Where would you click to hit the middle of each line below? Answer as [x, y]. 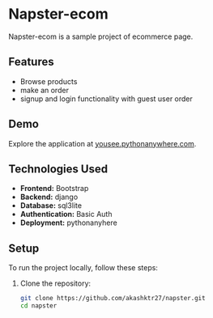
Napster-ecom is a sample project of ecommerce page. [101, 36]
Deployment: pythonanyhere [68, 223]
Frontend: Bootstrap [54, 189]
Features [31, 62]
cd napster [38, 306]
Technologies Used [58, 169]
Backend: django [49, 197]
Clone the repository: [55, 283]
